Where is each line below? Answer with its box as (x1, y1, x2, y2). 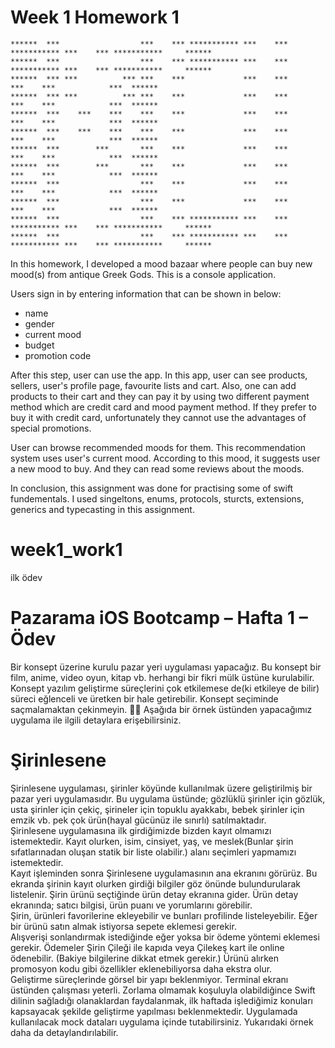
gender (24, 317, 55, 330)
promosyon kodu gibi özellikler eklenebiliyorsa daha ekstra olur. (10, 962, 273, 975)
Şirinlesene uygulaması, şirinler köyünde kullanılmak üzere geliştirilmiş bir (10, 782, 313, 794)
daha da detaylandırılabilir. (10, 1026, 119, 1038)
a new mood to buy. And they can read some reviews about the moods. (10, 462, 305, 475)
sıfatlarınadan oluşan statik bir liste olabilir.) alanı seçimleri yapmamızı (10, 846, 297, 858)
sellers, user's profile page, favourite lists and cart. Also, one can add (10, 379, 297, 391)
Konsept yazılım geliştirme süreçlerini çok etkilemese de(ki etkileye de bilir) (10, 682, 320, 694)
